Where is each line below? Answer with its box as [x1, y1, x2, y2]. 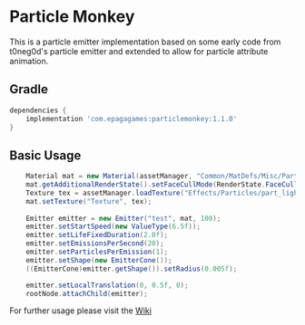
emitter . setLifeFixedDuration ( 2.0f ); [25, 231, 169, 240]
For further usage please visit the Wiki [9, 305, 152, 316]
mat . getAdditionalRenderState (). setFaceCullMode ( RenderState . [25, 180, 266, 189]
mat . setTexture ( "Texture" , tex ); [25, 196, 152, 206]
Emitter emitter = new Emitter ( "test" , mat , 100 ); [25, 214, 221, 223]
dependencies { [9, 106, 67, 115]
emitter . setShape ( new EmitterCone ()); [25, 255, 172, 264]
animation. [9, 55, 49, 66]
